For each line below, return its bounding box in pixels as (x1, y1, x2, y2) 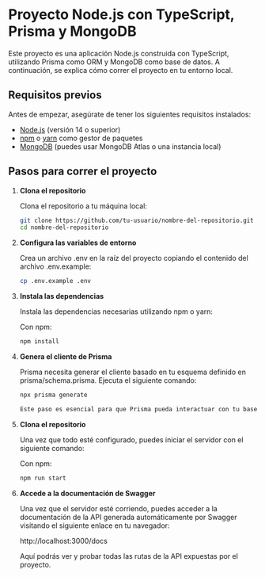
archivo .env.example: (19, 262, 92, 271)
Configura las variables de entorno (19, 238, 137, 247)
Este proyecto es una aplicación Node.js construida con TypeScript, (8, 48, 229, 58)
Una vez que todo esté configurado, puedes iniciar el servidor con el (19, 434, 244, 445)
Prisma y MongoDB (8, 22, 137, 40)
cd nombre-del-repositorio (19, 224, 109, 231)
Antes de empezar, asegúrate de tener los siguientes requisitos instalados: (8, 109, 252, 119)
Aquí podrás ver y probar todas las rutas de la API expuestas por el (19, 551, 239, 560)
